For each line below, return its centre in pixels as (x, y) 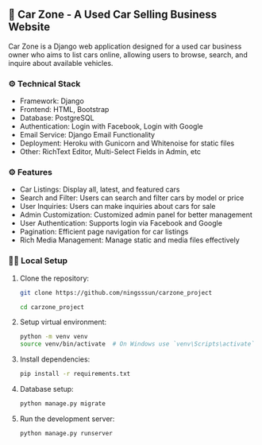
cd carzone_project (52, 307)
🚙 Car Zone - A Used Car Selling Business (113, 15)
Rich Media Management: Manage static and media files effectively (129, 240)
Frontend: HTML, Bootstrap (64, 110)
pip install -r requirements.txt (75, 374)
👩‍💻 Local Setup (38, 261)
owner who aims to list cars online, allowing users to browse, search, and (128, 54)
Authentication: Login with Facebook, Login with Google (112, 126)
